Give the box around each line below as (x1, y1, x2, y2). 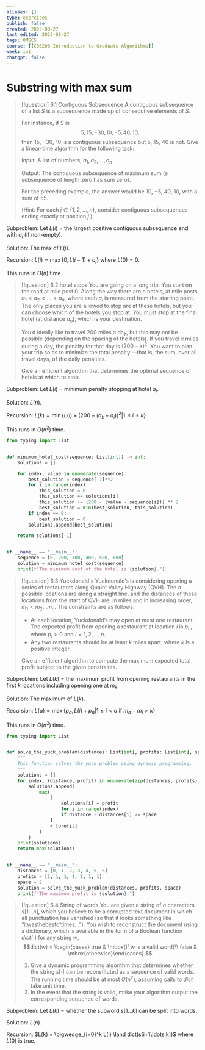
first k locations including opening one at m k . (6, 681, 119, 691)
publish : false (6, 20, 45, 26)
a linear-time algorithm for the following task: (21, 145, 135, 152)
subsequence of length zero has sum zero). (21, 176, 131, 184)
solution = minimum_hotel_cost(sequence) (17, 561, 124, 567)
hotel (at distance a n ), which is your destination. (21, 315, 142, 324)
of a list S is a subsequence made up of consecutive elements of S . (21, 107, 191, 115)
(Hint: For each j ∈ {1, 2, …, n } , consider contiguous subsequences (21, 206, 188, 214)
